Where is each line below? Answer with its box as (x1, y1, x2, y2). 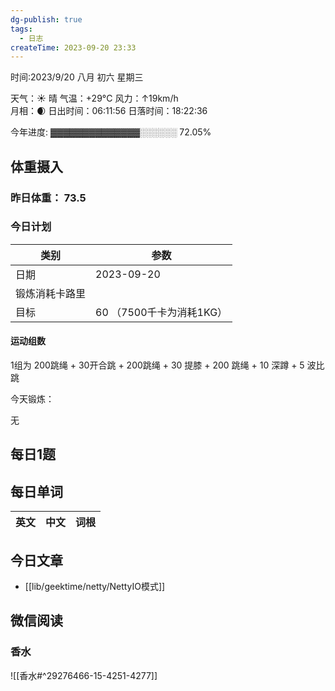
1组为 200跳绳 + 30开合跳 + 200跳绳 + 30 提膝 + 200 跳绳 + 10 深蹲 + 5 (10, 359, 305, 371)
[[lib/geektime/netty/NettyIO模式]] (24, 581, 166, 593)
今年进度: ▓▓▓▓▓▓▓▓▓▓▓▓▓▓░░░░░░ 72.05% (10, 126, 212, 138)
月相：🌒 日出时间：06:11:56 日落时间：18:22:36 (10, 105, 208, 117)
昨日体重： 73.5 (10, 191, 87, 205)
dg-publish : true (10, 14, 83, 25)
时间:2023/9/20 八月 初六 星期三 (10, 71, 144, 83)
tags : (10, 24, 33, 34)
